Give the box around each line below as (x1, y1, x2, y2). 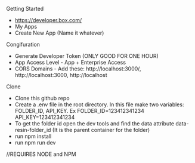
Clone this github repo (14, 95, 70, 102)
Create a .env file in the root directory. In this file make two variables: (14, 101, 184, 108)
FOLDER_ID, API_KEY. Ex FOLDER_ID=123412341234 (14, 107, 144, 114)
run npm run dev (14, 139, 56, 146)
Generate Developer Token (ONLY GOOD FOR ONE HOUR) (14, 53, 159, 59)
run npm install (14, 133, 52, 140)
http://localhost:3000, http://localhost (14, 72, 107, 78)
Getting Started (6, 5, 44, 12)
